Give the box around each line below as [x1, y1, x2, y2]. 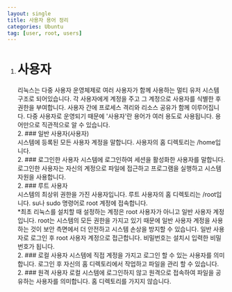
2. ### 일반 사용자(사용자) [17, 129, 90, 138]
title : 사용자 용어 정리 [7, 17, 69, 24]
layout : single [7, 10, 51, 17]
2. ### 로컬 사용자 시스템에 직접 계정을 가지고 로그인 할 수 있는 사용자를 [17, 251, 212, 259]
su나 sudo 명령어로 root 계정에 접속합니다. [32, 199, 148, 207]
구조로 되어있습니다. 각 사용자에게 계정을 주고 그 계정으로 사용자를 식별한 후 [17, 95, 222, 103]
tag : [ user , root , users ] [7, 29, 82, 37]
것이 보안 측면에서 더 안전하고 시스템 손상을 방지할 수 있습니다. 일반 [30, 225, 212, 234]
